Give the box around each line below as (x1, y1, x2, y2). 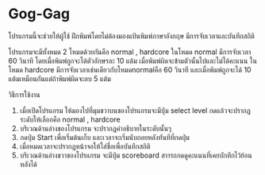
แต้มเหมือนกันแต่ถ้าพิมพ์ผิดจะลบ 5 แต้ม (8, 73, 111, 84)
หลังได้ (19, 159, 37, 169)
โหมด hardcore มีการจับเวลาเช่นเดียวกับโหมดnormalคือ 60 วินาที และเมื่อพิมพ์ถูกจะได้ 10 (8, 64, 252, 74)
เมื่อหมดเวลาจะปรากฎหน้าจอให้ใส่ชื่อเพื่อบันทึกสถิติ (19, 141, 151, 151)
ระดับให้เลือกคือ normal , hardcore (19, 115, 121, 124)
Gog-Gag (8, 5, 70, 23)
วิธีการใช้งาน (8, 89, 40, 99)
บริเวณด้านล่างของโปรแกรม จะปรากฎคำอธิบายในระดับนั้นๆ (19, 123, 172, 133)
